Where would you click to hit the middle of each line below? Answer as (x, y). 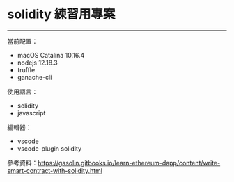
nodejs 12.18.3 (37, 63)
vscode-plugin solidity (49, 148)
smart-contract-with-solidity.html (55, 170)
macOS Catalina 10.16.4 (51, 55)
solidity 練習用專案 (61, 14)
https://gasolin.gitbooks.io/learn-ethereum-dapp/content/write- (129, 163)
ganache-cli (34, 77)
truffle (26, 69)
